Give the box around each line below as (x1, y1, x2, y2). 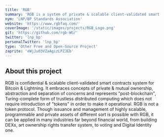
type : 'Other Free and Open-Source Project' (5, 44, 98, 49)
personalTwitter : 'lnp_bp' (5, 40, 61, 45)
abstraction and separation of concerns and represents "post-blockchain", (5, 91, 156, 96)
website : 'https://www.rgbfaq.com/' (5, 21, 80, 26)
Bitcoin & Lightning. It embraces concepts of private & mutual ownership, (5, 85, 154, 91)
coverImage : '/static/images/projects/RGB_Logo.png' (5, 26, 116, 31)
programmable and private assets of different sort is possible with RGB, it (5, 112, 154, 118)
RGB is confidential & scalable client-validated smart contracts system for (5, 80, 154, 86)
